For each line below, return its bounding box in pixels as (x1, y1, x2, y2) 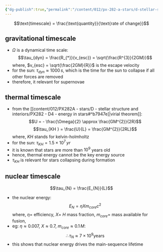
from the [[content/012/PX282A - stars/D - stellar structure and (12, 106, 139, 112)
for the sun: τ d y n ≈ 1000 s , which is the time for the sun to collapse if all (12, 67, 155, 75)
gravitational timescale (5, 34, 76, 43)
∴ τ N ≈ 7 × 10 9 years (65, 232, 105, 240)
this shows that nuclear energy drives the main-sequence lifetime (12, 241, 144, 247)
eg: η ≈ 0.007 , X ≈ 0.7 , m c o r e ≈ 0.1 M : (12, 223, 86, 230)
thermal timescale (5, 93, 61, 101)
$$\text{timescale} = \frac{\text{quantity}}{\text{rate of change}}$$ (14, 20, 149, 26)
